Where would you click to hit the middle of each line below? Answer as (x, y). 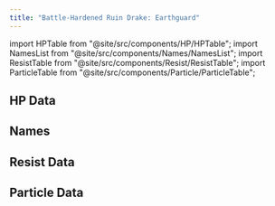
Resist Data (42, 162)
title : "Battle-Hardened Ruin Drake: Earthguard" (105, 18)
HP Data (33, 101)
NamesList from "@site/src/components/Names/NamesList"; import (136, 53)
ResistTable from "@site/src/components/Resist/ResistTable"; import (137, 62)
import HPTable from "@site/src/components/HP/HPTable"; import (133, 43)
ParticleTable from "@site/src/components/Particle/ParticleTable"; (133, 72)
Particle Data (47, 193)
